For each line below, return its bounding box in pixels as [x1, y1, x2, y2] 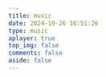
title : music [8, 11, 52, 20]
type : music [8, 26, 48, 34]
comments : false [8, 49, 63, 57]
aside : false [8, 57, 52, 65]
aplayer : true [8, 34, 56, 43]
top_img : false [8, 42, 59, 50]
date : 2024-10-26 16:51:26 [8, 19, 99, 27]
